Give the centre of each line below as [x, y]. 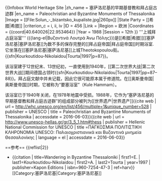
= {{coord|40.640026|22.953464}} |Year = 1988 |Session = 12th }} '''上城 [78, 32]
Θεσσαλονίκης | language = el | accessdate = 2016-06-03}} [65, 137]
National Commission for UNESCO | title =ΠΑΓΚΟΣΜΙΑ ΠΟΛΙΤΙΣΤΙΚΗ [73, 127]
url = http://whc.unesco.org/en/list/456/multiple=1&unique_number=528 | [78, 107]
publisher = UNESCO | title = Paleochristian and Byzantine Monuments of [78, 112]
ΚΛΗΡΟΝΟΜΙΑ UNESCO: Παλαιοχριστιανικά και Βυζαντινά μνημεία [73, 132]
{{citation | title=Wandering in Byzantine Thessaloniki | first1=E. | [76, 157]
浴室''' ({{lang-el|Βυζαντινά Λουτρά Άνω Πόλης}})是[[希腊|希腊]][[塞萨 [84, 38]
